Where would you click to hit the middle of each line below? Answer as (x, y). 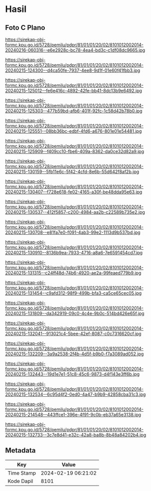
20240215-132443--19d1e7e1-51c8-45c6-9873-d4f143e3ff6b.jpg (72, 374)
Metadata (20, 450)
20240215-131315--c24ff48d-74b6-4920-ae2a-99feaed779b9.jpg (73, 273)
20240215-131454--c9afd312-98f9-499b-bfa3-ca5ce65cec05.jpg (74, 293)
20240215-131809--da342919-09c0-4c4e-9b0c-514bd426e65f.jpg (75, 313)
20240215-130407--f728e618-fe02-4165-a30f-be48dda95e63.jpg (74, 192)
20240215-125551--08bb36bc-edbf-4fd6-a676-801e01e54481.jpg (74, 131)
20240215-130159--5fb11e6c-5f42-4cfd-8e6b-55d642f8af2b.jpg (72, 171)
